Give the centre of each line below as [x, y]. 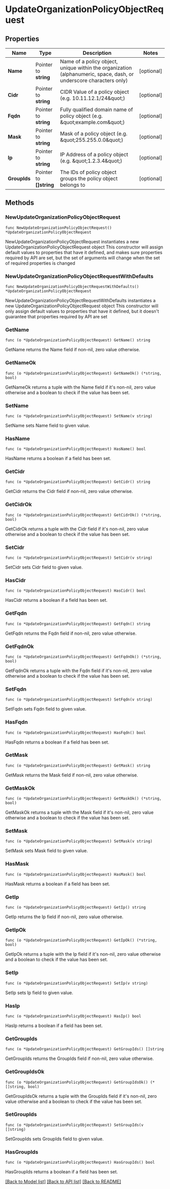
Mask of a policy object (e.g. [94, 134]
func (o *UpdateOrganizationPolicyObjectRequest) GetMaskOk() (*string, [83, 799]
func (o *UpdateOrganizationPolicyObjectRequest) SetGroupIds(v [74, 1125]
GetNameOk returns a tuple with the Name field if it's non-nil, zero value [80, 387]
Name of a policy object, [89, 61]
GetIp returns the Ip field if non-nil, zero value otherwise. [65, 917]
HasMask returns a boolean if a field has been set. [58, 884]
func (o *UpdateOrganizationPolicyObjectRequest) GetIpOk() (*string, [81, 940]
